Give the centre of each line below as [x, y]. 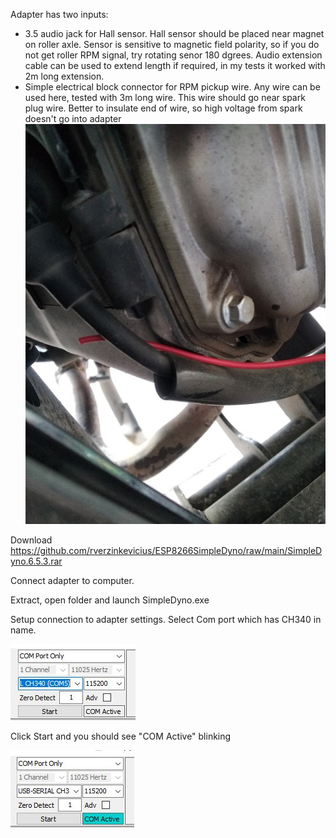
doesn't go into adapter [73, 118]
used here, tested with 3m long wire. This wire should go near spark [165, 97]
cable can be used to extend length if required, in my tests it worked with [175, 65]
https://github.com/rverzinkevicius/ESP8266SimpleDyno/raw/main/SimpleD [166, 551]
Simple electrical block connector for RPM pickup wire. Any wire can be [172, 87]
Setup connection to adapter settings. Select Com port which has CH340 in [166, 620]
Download [31, 540]
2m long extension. [64, 76]
